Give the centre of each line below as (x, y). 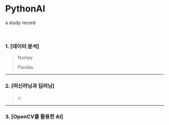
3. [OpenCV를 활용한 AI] (34, 117)
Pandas (25, 67)
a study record (20, 23)
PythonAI (25, 9)
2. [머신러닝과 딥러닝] (30, 86)
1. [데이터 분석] (22, 46)
